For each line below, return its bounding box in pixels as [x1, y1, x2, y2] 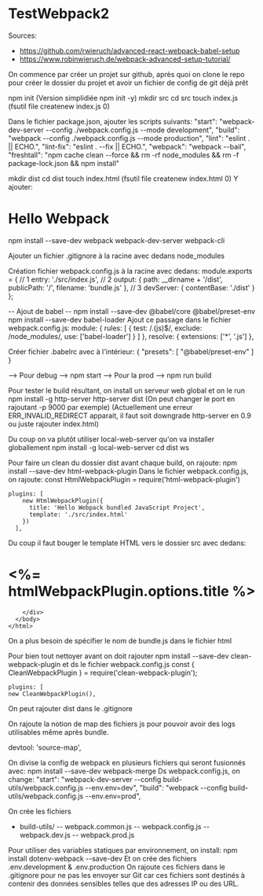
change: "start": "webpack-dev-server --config [8, 774, 162, 784]
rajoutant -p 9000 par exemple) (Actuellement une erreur [8, 402, 193, 411]
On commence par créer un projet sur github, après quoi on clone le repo [8, 69, 245, 79]
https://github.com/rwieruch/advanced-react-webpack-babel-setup [19, 46, 240, 55]
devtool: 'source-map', [8, 743, 82, 752]
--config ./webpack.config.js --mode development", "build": [46, 125, 240, 135]
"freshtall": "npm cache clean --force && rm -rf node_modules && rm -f [8, 150, 239, 160]
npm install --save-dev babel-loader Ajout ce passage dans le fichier [8, 315, 232, 324]
